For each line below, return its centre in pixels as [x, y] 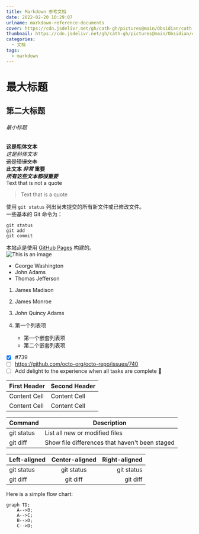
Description [110, 423]
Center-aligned [74, 460]
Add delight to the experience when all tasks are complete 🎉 [88, 371]
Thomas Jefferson [37, 279]
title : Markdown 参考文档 [36, 12]
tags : [13, 51]
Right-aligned [123, 460]
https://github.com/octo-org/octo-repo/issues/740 [76, 364]
